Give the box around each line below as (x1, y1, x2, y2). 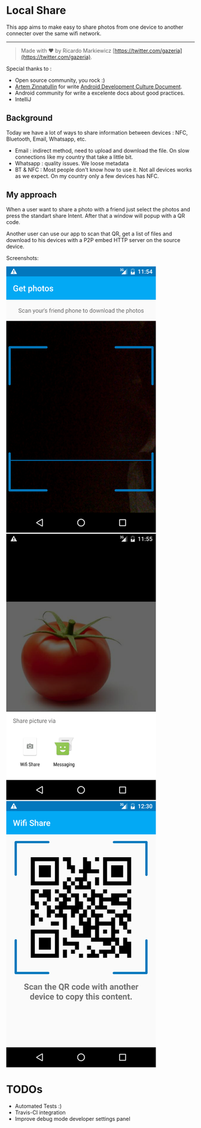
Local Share (6, 4, 66, 17)
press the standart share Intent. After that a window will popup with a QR (6, 212, 185, 219)
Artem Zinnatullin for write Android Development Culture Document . (14, 83, 182, 90)
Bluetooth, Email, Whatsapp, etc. (6, 135, 87, 143)
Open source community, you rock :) (14, 76, 105, 84)
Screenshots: (6, 254, 39, 261)
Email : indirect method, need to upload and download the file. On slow (14, 147, 190, 154)
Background (6, 113, 53, 123)
